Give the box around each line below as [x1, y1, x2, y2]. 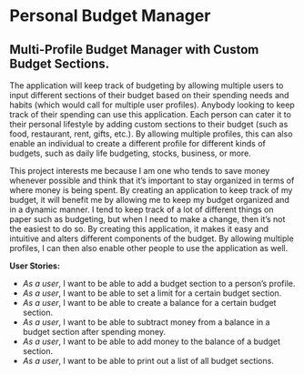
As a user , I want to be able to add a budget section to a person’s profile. [22, 279, 296, 289]
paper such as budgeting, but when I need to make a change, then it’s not [9, 214, 286, 224]
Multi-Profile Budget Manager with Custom [9, 42, 259, 57]
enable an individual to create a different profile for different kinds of [9, 138, 266, 148]
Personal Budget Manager [9, 5, 211, 26]
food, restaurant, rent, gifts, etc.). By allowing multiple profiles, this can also [9, 128, 293, 139]
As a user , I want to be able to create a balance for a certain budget [22, 298, 277, 308]
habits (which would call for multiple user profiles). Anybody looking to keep [9, 99, 296, 110]
